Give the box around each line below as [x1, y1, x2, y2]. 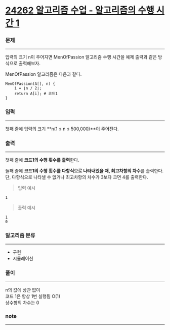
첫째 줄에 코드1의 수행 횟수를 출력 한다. [5, 157, 79, 163]
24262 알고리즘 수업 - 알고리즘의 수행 [5, 5, 154, 16]
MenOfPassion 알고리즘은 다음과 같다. [5, 71, 82, 77]
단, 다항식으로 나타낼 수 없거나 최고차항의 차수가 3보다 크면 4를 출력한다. [5, 174, 148, 181]
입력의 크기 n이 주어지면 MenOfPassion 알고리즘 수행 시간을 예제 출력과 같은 [5, 54, 157, 60]
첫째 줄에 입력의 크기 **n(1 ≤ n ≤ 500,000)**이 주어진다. [5, 126, 119, 132]
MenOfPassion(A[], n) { [5, 81, 56, 86]
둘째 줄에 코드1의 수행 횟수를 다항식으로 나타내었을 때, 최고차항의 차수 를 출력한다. [5, 168, 164, 174]
